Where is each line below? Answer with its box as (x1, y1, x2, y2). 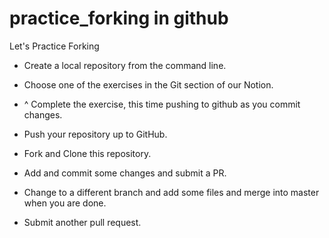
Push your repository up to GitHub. (23, 128, 168, 140)
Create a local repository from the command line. (23, 59, 227, 71)
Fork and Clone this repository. (23, 147, 152, 159)
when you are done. (23, 197, 107, 209)
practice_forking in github (9, 7, 229, 30)
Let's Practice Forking (9, 40, 100, 52)
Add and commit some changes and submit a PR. (23, 167, 227, 179)
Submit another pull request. (23, 216, 142, 228)
